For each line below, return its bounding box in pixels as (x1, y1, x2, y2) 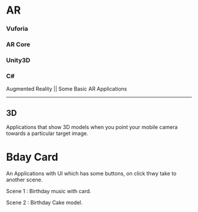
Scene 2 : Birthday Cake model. (6, 199, 83, 206)
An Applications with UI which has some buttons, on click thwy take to (6, 170, 177, 177)
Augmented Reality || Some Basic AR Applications (6, 85, 127, 92)
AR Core (6, 41, 31, 49)
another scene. (6, 176, 43, 183)
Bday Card (6, 151, 58, 164)
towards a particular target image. (6, 130, 88, 137)
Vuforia (6, 25, 28, 33)
